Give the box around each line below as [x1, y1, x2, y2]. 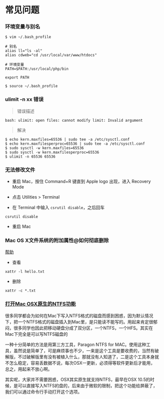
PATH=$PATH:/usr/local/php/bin [5, 67, 69, 72]
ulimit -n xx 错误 [5, 96, 44, 103]
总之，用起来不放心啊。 [5, 366, 52, 372]
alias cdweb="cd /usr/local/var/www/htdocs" [5, 53, 97, 58]
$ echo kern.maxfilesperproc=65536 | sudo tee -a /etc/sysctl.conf [5, 141, 145, 146]
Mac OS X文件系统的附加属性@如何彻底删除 [5, 237, 109, 243]
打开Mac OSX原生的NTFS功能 [5, 300, 76, 307]
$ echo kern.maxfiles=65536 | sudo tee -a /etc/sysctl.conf [5, 137, 130, 142]
